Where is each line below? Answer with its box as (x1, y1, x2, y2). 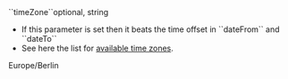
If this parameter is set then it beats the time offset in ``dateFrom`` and (21, 24, 280, 35)
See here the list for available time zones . (21, 43, 174, 53)
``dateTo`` (21, 34, 57, 43)
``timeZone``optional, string (8, 7, 109, 17)
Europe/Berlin (8, 60, 59, 70)
